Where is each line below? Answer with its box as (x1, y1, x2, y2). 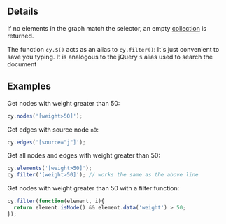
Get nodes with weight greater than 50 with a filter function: (7, 184, 180, 192)
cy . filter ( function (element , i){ (7, 197, 105, 205)
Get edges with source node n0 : (7, 125, 99, 134)
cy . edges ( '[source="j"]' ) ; (7, 139, 86, 146)
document (7, 59, 37, 69)
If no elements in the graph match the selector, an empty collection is (7, 24, 207, 32)
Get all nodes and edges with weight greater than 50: (7, 151, 161, 160)
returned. (7, 31, 34, 40)
